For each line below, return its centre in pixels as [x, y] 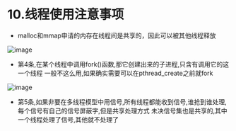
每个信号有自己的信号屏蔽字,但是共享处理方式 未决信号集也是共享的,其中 [122, 110]
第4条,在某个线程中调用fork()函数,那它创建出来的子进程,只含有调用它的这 [123, 64]
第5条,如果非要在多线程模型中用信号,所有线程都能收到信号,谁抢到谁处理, [122, 102]
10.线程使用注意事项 [66, 15]
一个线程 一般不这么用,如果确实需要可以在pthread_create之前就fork [115, 73]
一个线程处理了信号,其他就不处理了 [68, 119]
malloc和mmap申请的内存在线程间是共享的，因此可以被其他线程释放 [117, 35]
